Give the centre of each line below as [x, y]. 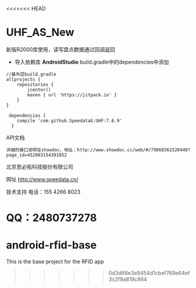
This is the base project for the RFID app [55, 261]
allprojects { [24, 79]
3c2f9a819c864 [128, 279]
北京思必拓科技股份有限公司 [40, 166]
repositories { [35, 84]
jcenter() [39, 90]
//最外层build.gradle [31, 74]
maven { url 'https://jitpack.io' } [72, 95]
